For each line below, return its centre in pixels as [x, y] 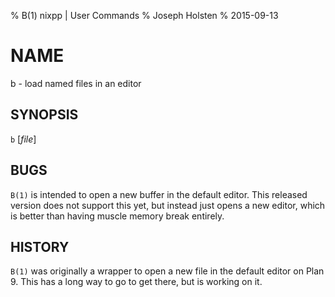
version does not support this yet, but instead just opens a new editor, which [168, 205]
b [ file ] [23, 139]
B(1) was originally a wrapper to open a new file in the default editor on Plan [167, 271]
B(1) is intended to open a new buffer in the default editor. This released [159, 194]
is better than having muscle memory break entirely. [117, 216]
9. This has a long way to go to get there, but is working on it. [136, 282]
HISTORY [40, 246]
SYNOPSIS [44, 115]
